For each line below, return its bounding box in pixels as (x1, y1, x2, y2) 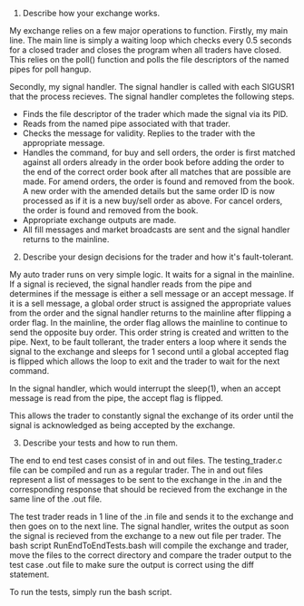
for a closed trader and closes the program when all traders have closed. (9, 44, 282, 55)
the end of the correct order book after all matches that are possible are (22, 167, 291, 177)
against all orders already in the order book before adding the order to (22, 157, 285, 167)
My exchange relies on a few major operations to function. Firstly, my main (9, 25, 289, 35)
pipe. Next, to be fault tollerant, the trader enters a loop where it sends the (9, 337, 288, 347)
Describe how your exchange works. (22, 8, 161, 18)
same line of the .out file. (9, 494, 103, 504)
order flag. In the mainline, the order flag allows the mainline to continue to (9, 318, 288, 327)
